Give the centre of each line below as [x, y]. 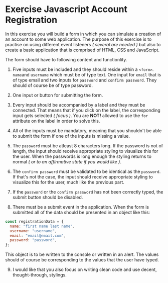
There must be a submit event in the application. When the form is [81, 207]
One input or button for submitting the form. [58, 95]
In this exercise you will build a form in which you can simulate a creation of [83, 34]
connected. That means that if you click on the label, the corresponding [86, 110]
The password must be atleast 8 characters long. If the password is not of [88, 146]
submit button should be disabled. [48, 197]
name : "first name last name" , [42, 226]
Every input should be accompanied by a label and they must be [79, 105]
